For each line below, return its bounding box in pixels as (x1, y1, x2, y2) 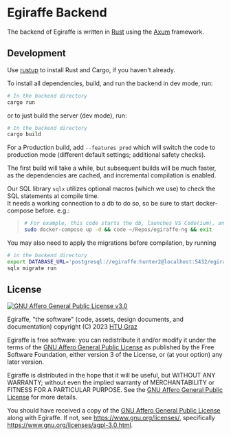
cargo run (7, 98, 36, 106)
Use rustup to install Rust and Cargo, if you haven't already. (7, 65, 175, 74)
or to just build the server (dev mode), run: (7, 111, 127, 120)
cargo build (7, 131, 41, 138)
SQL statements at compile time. (7, 192, 100, 200)
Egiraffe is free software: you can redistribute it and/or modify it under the (7, 336, 217, 345)
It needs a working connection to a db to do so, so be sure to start (7, 199, 195, 208)
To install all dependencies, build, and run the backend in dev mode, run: (7, 79, 213, 87)
